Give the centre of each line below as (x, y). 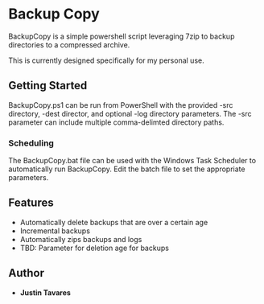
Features (31, 203)
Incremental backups (55, 231)
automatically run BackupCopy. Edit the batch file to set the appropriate (127, 169)
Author (26, 273)
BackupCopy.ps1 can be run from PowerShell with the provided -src (121, 105)
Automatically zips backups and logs (81, 239)
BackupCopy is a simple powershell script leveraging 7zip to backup (122, 36)
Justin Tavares (45, 292)
